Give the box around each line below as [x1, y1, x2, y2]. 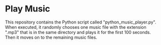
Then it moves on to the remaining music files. [5, 34, 97, 40]
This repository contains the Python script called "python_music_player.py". [5, 19, 157, 25]
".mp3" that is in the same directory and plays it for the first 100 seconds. [5, 29, 151, 35]
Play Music [5, 3, 50, 14]
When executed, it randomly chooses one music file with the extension [5, 24, 146, 30]
